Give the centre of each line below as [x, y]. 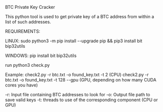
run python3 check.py [28, 65]
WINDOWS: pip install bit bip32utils [41, 56]
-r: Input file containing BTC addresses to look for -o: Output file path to [78, 95]
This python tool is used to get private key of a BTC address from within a [80, 16]
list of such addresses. [28, 22]
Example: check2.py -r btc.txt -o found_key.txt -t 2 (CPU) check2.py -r [77, 75]
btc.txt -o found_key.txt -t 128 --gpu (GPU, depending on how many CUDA [81, 80]
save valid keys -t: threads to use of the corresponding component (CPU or [81, 100]
